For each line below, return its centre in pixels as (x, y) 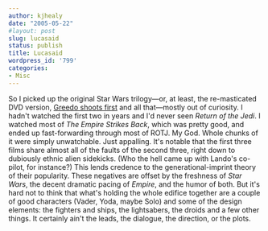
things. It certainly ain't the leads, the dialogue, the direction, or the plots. (130, 218)
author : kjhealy (35, 16)
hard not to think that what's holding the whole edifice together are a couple (134, 192)
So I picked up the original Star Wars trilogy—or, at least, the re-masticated (133, 98)
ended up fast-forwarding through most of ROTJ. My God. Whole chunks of (134, 133)
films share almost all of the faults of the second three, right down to (122, 150)
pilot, (17, 167)
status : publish (35, 46)
